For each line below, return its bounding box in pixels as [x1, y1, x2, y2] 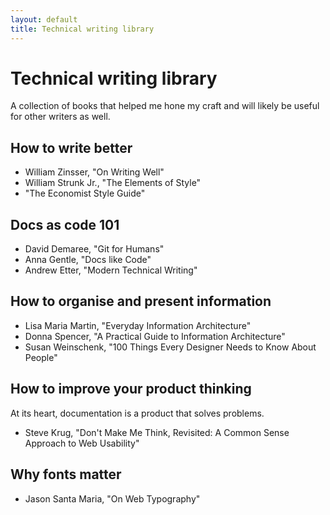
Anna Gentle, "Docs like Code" [24, 254, 152, 266]
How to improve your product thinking [10, 381, 252, 398]
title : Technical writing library [10, 24, 155, 34]
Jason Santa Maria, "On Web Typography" [24, 492, 201, 505]
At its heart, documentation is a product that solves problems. [10, 407, 265, 419]
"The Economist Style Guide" [24, 187, 146, 200]
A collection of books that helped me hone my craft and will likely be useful [10, 100, 320, 112]
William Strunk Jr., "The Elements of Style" [24, 177, 202, 189]
